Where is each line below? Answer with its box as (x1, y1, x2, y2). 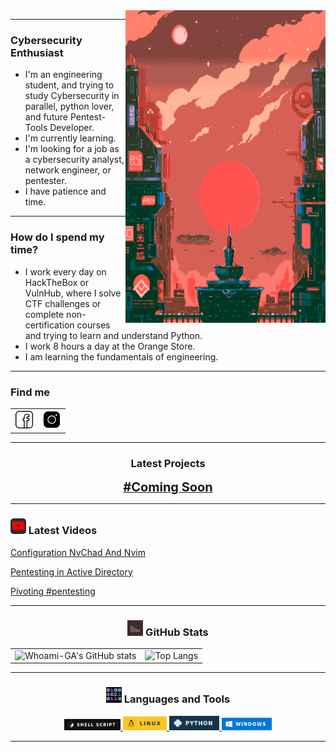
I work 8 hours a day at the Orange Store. (24, 340, 196, 352)
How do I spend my (10, 230, 105, 244)
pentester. (24, 175, 67, 187)
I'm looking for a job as (24, 143, 120, 155)
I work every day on (24, 265, 107, 278)
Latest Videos (28, 524, 98, 538)
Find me (10, 385, 51, 399)
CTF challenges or (24, 297, 102, 309)
